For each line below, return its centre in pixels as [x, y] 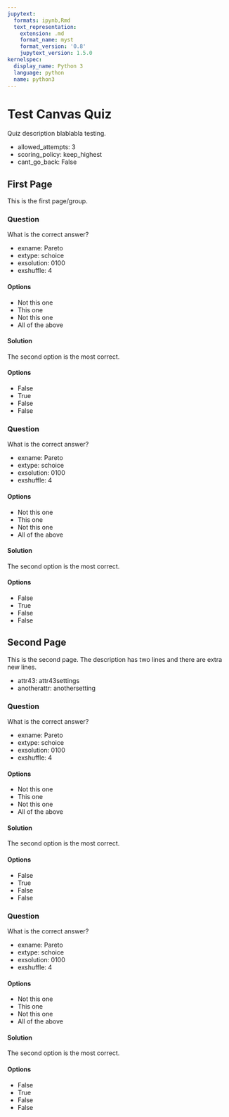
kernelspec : [25, 60]
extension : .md [42, 33]
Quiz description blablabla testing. [57, 134]
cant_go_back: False [47, 162]
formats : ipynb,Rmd [42, 20]
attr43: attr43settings [48, 680]
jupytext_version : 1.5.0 [56, 53]
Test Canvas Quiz [60, 114]
